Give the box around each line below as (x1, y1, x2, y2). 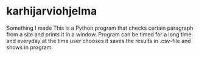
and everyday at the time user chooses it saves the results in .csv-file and (6, 37, 191, 44)
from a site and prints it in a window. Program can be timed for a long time (6, 30, 192, 38)
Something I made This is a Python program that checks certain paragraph (6, 24, 194, 32)
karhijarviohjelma (6, 4, 97, 18)
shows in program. (6, 44, 54, 51)
